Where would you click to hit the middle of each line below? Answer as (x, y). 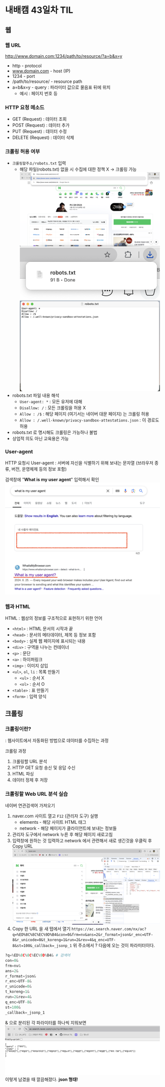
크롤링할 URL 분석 (30, 762)
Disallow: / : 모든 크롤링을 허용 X (53, 408)
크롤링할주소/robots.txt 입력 (39, 163)
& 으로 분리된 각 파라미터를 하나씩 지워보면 (46, 1022)
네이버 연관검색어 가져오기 (30, 806)
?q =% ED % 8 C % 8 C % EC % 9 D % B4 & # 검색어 (38, 955)
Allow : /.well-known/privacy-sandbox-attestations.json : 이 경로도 (89, 420)
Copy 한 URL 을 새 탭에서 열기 (41, 929)
